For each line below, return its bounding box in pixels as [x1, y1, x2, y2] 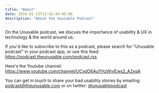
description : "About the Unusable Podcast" [5, 16, 95, 21]
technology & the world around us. [5, 34, 74, 40]
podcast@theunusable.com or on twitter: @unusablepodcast [5, 83, 127, 89]
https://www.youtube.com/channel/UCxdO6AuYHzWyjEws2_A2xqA [5, 68, 141, 74]
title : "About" [5, 7, 36, 12]
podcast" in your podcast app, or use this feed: [5, 49, 100, 54]
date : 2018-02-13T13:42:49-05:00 [5, 12, 73, 16]
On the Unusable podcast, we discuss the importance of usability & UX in [5, 29, 152, 35]
